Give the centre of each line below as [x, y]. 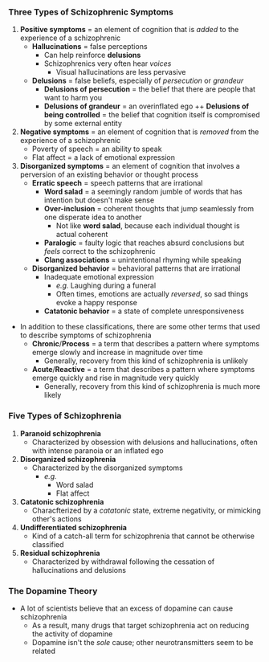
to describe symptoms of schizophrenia [86, 335]
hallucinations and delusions [79, 570]
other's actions [57, 519]
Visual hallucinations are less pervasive [121, 72]
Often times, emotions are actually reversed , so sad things [152, 294]
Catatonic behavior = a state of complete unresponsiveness [144, 311]
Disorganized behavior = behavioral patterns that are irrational [136, 268]
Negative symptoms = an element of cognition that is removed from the [139, 132]
